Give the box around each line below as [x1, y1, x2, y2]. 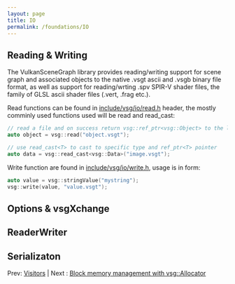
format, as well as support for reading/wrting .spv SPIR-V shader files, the [7, 83, 220, 91]
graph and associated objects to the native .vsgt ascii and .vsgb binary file [7, 75, 222, 84]
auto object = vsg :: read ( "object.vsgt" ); [7, 131, 130, 139]
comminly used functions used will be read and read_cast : [7, 111, 175, 120]
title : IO [7, 17, 36, 24]
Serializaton [7, 250, 61, 262]
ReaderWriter [7, 226, 68, 238]
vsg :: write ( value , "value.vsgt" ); [7, 183, 108, 190]
